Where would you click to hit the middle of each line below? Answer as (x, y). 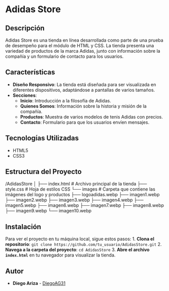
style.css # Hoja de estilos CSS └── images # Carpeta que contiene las (80, 189)
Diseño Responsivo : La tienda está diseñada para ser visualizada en (84, 84)
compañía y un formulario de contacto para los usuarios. (64, 56)
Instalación (23, 227)
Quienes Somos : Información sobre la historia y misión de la (83, 106)
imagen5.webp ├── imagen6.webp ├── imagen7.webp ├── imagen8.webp (84, 205)
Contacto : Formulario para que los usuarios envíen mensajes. (85, 122)
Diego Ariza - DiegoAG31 (39, 283)
